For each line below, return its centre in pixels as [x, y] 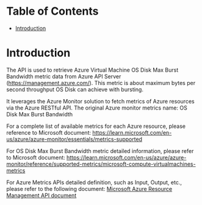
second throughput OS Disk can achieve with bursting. [75, 89]
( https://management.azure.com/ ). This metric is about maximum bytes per [101, 83]
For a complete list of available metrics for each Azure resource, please [96, 126]
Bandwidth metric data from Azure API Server [64, 76]
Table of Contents [52, 11]
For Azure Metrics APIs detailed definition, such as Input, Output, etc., [94, 182]
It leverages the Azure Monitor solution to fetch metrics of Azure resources [100, 101]
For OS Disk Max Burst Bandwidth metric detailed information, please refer [100, 151]
